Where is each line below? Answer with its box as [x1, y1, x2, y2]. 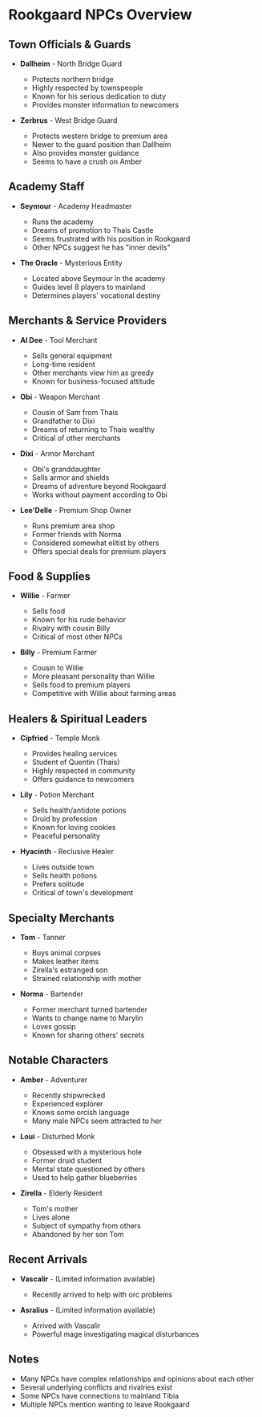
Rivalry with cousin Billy [31, 624, 111, 633]
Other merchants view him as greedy [31, 368, 155, 377]
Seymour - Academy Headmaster [19, 201, 132, 210]
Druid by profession [31, 814, 98, 824]
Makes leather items [31, 957, 99, 967]
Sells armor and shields [31, 472, 110, 483]
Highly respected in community [31, 766, 136, 776]
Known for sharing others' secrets [31, 1030, 145, 1040]
